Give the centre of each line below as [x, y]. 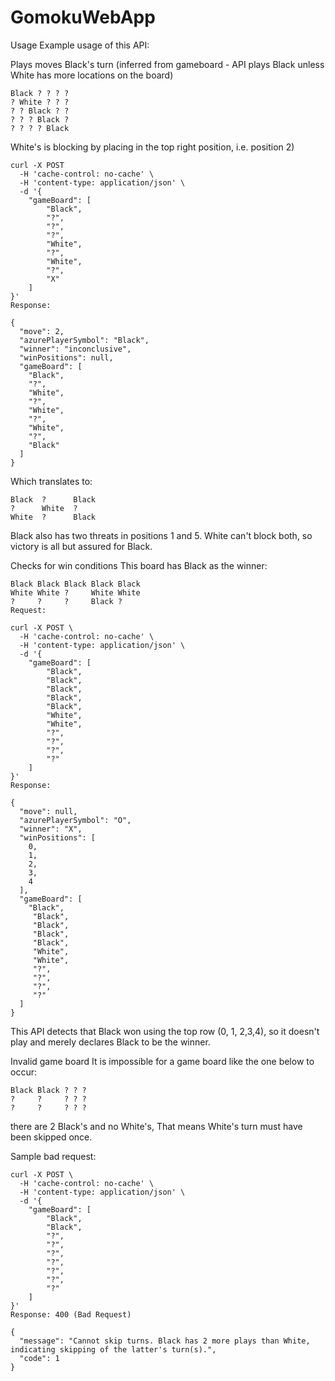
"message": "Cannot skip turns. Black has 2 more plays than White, [165, 1341]
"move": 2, [42, 331]
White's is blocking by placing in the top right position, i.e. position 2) [152, 147]
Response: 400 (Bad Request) [71, 1314]
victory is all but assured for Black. [81, 546]
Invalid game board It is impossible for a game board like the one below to [162, 1061]
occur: [23, 1072]
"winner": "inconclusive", [75, 349]
